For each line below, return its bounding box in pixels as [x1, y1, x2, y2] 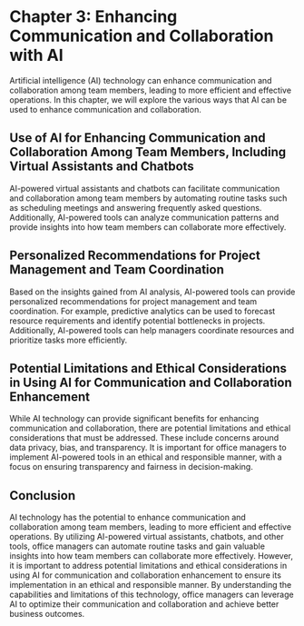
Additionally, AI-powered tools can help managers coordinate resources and [9, 324, 295, 335]
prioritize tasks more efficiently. [9, 334, 128, 345]
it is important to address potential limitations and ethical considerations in [9, 561, 288, 571]
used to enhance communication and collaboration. [9, 104, 201, 114]
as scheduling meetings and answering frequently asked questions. [9, 202, 262, 213]
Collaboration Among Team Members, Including [9, 144, 287, 160]
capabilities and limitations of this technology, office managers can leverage [9, 589, 294, 601]
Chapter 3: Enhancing [9, 6, 178, 27]
